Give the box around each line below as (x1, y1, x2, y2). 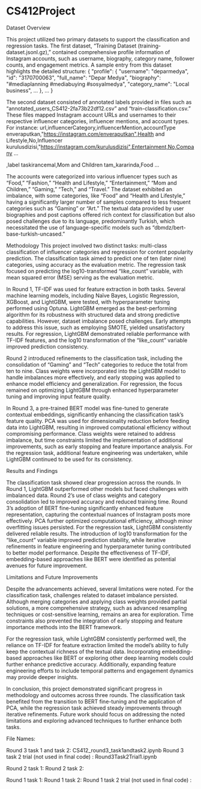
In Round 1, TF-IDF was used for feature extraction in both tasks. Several (6, 285, 186, 293)
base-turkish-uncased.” (6, 230, 65, 237)
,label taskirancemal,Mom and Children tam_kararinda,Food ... (6, 161, 160, 168)
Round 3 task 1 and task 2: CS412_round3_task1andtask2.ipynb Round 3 (6, 746, 184, 754)
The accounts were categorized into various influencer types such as (6, 172, 178, 180)
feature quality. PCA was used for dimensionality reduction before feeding (6, 417, 190, 424)
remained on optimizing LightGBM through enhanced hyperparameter (6, 386, 179, 394)
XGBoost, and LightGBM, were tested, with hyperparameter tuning (6, 298, 170, 305)
